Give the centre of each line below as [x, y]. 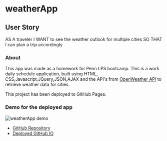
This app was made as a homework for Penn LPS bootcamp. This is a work [82, 69]
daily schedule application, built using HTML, [51, 74]
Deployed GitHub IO [33, 133]
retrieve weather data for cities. [37, 85]
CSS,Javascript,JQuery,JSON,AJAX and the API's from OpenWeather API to [83, 79]
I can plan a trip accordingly [34, 45]
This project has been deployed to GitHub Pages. [56, 94]
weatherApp [31, 9]
